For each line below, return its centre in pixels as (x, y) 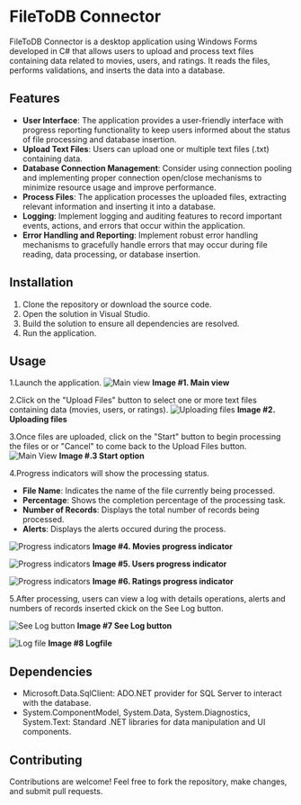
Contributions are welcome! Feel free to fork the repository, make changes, (148, 782)
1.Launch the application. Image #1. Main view (120, 383)
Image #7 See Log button (124, 626)
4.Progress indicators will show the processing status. (109, 474)
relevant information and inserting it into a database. (119, 206)
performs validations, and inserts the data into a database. (117, 70)
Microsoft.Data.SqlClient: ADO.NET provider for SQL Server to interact (152, 693)
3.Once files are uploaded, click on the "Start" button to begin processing (145, 437)
